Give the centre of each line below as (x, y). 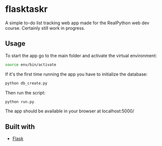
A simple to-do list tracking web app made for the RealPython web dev (77, 23)
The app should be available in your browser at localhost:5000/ (70, 111)
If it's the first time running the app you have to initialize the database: (76, 74)
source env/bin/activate (31, 65)
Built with (20, 126)
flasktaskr (27, 9)
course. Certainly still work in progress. (45, 28)
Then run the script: (25, 93)
